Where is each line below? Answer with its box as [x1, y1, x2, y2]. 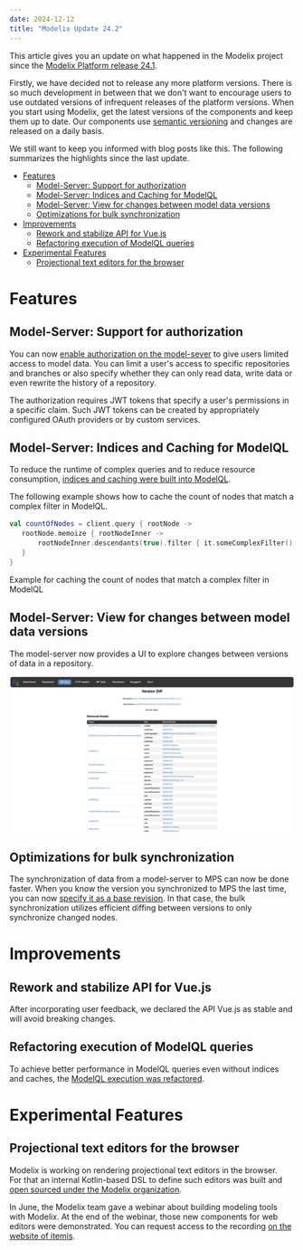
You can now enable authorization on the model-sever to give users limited [9, 348, 289, 359]
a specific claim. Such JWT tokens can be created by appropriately [9, 404, 260, 415]
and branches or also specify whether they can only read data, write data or [9, 367, 293, 378]
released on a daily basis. [9, 125, 105, 136]
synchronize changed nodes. [9, 911, 118, 922]
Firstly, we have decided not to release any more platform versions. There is [9, 77, 292, 88]
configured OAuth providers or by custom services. [9, 414, 201, 425]
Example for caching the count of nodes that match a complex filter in [9, 574, 270, 585]
